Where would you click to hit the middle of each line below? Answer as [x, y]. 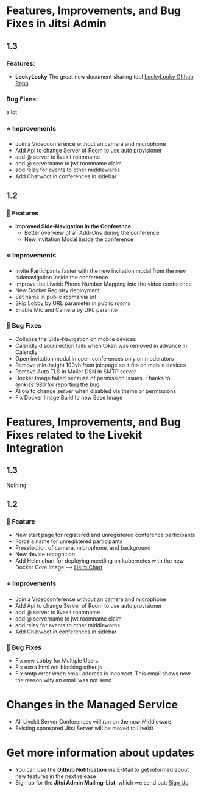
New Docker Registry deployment [58, 290]
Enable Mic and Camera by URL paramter [67, 310]
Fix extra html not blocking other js [58, 667]
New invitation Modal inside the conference [79, 239]
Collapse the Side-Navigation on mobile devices [76, 339]
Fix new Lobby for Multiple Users [57, 661]
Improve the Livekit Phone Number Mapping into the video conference [103, 284]
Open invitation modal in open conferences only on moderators [94, 358]
